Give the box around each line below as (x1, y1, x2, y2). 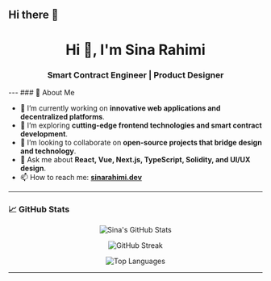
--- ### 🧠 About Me (8, 87, 75, 97)
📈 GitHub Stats (8, 203, 70, 215)
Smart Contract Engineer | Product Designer (47, 69, 224, 81)
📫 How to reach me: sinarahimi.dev (19, 172, 143, 182)
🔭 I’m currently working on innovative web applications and (19, 103, 221, 113)
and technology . (19, 146, 77, 156)
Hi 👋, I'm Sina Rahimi (65, 40, 206, 59)
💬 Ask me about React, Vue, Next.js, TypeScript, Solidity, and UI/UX (19, 154, 251, 164)
